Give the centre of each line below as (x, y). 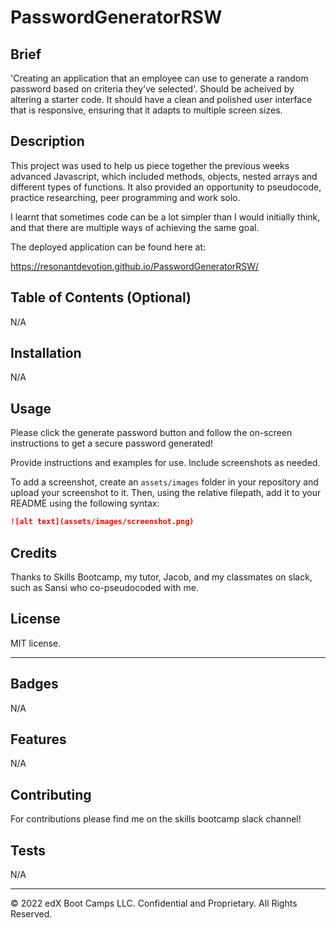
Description (47, 141)
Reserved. (31, 914)
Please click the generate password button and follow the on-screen (151, 433)
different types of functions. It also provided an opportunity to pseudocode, (166, 187)
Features (38, 739)
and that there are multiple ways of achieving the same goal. (135, 227)
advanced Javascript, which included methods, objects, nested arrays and (164, 176)
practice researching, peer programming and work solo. (125, 197)
